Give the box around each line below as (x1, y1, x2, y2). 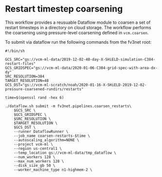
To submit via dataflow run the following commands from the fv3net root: (5, 39, 152, 45)
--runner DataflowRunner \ (14, 129, 69, 134)
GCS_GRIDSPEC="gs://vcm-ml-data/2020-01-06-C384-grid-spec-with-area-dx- (5, 65, 158, 70)
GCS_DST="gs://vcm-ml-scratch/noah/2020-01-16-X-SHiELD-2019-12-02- (5, 82, 147, 87)
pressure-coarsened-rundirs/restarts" (5, 86, 84, 92)
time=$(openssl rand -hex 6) (5, 95, 64, 100)
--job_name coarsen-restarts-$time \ (14, 133, 90, 138)
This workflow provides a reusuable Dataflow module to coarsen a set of (5, 19, 151, 25)
